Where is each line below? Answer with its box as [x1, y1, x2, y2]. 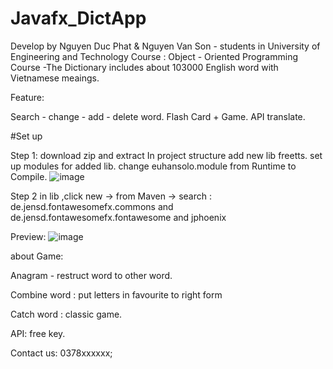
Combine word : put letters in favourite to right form [10, 288, 223, 301]
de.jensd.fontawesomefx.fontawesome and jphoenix [10, 211, 227, 223]
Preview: [10, 230, 47, 242]
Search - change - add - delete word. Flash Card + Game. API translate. [10, 110, 306, 122]
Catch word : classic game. [10, 308, 123, 320]
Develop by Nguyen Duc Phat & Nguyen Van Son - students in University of [10, 40, 321, 52]
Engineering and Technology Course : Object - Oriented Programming [10, 50, 298, 62]
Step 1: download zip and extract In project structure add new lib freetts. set [10, 149, 323, 161]
